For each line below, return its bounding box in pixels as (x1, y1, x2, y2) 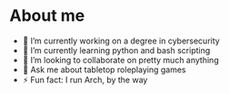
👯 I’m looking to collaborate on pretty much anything (22, 54, 220, 65)
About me (9, 5, 85, 26)
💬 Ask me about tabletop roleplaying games (22, 64, 186, 75)
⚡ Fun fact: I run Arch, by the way (22, 74, 148, 85)
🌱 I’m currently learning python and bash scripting (22, 44, 211, 55)
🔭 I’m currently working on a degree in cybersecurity (22, 35, 220, 46)
